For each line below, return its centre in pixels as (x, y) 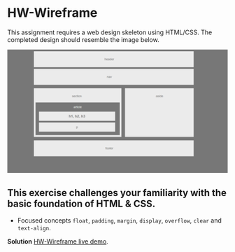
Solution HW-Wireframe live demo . (58, 241)
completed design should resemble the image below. (83, 39)
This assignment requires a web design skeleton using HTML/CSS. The (110, 32)
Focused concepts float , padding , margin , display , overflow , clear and (120, 220)
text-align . (34, 228)
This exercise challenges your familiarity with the (117, 193)
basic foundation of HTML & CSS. (81, 203)
